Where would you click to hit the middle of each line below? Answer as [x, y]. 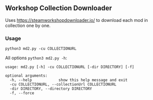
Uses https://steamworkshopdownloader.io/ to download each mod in [76, 20]
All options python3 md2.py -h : [36, 58]
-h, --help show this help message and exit [69, 80]
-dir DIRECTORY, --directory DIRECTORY [51, 89]
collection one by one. [28, 25]
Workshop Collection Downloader [59, 8]
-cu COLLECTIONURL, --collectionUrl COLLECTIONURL [63, 85]
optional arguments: [27, 76]
